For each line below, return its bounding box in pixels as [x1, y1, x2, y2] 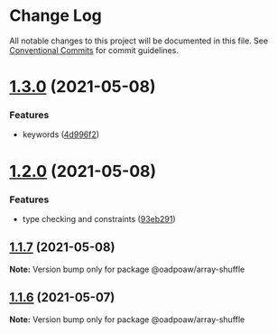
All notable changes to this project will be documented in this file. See [9, 35, 269, 46]
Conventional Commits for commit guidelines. [9, 44, 179, 55]
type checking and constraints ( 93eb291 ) [22, 213, 176, 224]
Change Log [9, 5, 102, 26]
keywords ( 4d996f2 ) [22, 129, 100, 140]
